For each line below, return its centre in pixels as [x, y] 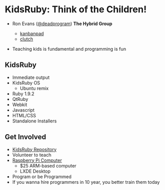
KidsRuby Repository [34, 149]
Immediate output [31, 77]
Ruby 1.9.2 [23, 94]
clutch [26, 39]
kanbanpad [32, 33]
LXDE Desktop [35, 171]
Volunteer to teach [32, 155]
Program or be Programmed [42, 176]
